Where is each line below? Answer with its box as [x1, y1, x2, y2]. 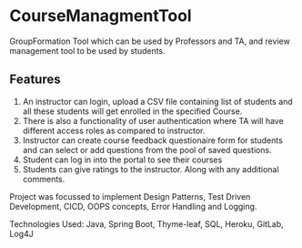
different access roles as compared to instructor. [22, 125, 206, 136]
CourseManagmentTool [9, 5, 193, 26]
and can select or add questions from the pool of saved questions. [22, 144, 272, 155]
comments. [22, 173, 65, 184]
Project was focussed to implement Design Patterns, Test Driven [9, 191, 251, 201]
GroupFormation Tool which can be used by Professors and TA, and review [9, 36, 291, 46]
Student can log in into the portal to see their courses [22, 154, 223, 165]
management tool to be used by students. [9, 45, 166, 56]
